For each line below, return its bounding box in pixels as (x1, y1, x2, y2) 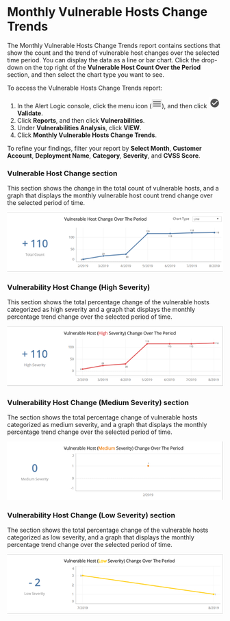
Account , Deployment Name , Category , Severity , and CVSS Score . (7, 151, 201, 160)
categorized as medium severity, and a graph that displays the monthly (7, 421, 207, 429)
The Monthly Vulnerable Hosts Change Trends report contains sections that (7, 41, 220, 49)
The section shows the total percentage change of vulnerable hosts (7, 413, 198, 422)
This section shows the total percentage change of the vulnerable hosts (7, 298, 210, 306)
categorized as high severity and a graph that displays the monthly (7, 306, 196, 314)
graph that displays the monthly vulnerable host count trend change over (7, 191, 213, 199)
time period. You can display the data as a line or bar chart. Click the (7, 56, 201, 64)
